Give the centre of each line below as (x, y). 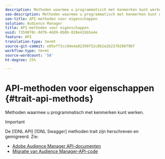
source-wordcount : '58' (29, 55)
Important (15, 122)
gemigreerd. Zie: (22, 137)
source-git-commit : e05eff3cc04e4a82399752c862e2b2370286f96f (70, 46)
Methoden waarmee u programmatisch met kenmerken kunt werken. (74, 112)
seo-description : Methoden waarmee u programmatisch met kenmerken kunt (81, 14)
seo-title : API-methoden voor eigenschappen (51, 19)
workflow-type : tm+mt (27, 51)
